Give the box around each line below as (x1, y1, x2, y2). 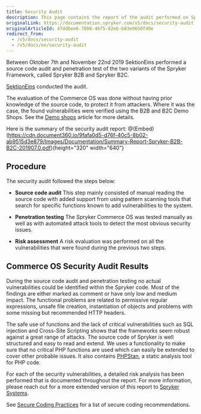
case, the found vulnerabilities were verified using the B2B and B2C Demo (6, 107, 189, 114)
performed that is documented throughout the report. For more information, (6, 376, 193, 383)
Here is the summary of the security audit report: (6, 125, 127, 132)
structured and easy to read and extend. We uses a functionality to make (6, 339, 185, 347)
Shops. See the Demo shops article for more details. (6, 113, 135, 120)
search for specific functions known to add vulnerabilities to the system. (14, 202, 193, 209)
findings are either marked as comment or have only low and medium (6, 290, 178, 297)
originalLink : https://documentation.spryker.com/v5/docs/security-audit (6, 20, 194, 26)
